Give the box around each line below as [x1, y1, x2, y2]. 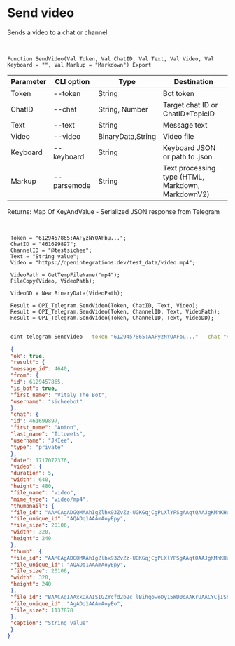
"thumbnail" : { [10, 502, 55, 509]
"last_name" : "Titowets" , [10, 431, 86, 438]
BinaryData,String [97, 131, 156, 141]
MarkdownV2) [162, 189, 210, 199]
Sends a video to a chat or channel [7, 28, 108, 36]
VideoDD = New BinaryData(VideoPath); [10, 290, 124, 297]
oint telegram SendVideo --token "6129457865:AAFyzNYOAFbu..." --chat [10, 333, 220, 340]
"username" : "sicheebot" [10, 398, 83, 405]
